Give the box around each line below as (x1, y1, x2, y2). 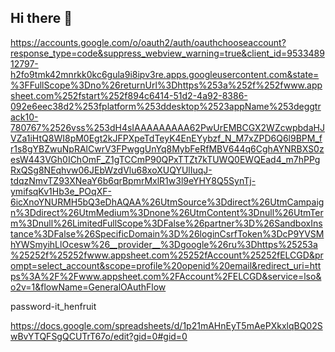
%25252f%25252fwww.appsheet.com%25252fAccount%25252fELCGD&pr (10, 249, 324, 261)
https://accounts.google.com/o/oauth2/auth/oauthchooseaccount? (10, 36, 287, 48)
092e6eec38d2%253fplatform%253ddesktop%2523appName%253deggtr (10, 100, 322, 112)
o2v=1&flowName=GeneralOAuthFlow (10, 281, 167, 293)
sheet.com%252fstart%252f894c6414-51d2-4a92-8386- (10, 89, 248, 101)
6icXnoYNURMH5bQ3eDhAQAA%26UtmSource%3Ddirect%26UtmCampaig (10, 196, 325, 208)
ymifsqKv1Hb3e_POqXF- (10, 185, 112, 197)
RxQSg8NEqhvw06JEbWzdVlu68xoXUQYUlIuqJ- (10, 164, 213, 176)
